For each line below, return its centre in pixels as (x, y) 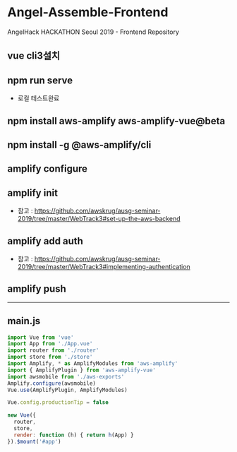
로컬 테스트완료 (38, 98)
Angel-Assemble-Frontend (88, 12)
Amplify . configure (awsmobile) (52, 383)
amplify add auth (45, 241)
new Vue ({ (22, 415)
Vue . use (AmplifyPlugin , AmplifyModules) (68, 390)
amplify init (33, 192)
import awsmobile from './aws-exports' (66, 376)
